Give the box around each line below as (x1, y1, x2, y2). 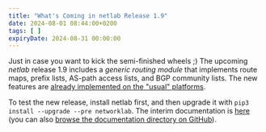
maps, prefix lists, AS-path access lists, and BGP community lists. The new (8, 73, 258, 83)
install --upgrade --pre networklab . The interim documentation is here (8, 106, 251, 116)
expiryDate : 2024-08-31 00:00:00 (8, 34, 121, 43)
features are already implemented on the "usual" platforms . (8, 82, 206, 92)
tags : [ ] (8, 27, 42, 35)
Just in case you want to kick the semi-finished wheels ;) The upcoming (8, 56, 248, 66)
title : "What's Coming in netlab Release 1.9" (8, 11, 168, 20)
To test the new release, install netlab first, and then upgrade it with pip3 (8, 97, 249, 107)
